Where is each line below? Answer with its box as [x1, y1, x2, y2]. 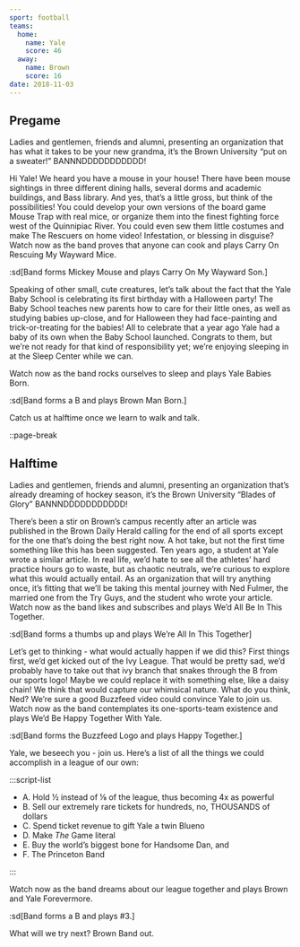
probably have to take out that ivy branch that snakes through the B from [9, 665, 278, 676]
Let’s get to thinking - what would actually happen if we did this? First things [9, 647, 290, 657]
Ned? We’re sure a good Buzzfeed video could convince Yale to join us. [9, 694, 273, 705]
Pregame [9, 113, 61, 128]
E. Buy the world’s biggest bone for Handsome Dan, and [21, 839, 230, 850]
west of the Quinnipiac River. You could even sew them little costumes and [9, 221, 285, 231]
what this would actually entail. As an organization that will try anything [9, 573, 271, 584]
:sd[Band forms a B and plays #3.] [9, 911, 135, 922]
